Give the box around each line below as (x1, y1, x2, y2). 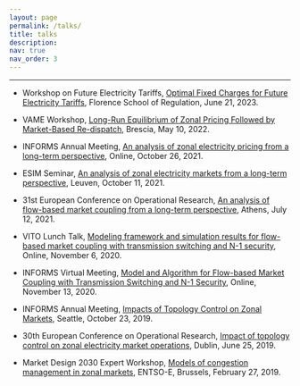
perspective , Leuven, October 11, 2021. (21, 178, 165, 188)
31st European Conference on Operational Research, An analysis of (21, 195, 271, 206)
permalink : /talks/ (9, 21, 82, 30)
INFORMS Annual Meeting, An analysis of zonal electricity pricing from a (21, 141, 289, 152)
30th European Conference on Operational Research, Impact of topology (21, 331, 290, 340)
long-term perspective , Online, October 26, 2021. (21, 151, 204, 161)
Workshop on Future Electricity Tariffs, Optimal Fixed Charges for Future (21, 88, 288, 98)
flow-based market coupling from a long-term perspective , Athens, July (21, 205, 287, 214)
